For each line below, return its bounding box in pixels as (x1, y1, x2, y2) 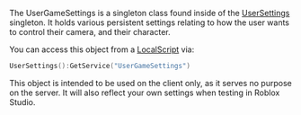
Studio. (9, 96, 36, 107)
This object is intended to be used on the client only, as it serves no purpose (9, 77, 292, 88)
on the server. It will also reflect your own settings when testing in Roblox (9, 87, 280, 98)
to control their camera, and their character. (9, 27, 171, 37)
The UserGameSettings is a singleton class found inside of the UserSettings (9, 8, 290, 18)
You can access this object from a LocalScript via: (9, 44, 195, 55)
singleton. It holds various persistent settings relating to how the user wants (9, 17, 290, 28)
